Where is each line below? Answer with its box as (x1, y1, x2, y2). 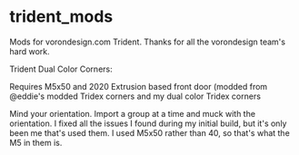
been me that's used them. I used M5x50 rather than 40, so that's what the (9, 127, 291, 138)
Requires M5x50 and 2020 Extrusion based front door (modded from (9, 81, 268, 92)
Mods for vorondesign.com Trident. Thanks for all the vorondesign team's (9, 36, 286, 47)
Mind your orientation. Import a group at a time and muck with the (9, 108, 256, 119)
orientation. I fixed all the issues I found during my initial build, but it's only (9, 118, 287, 129)
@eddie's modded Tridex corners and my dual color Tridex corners (9, 91, 262, 102)
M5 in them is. (9, 137, 63, 148)
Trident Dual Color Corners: (9, 63, 113, 74)
